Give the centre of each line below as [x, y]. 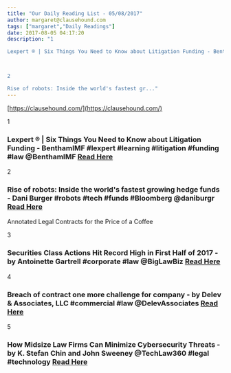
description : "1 [30, 39]
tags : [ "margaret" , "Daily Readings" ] [61, 26]
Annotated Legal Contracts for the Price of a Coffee [80, 222]
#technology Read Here [47, 361]
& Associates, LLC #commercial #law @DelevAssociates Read [113, 303]
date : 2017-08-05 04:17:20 [46, 33]
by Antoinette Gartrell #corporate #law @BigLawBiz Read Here [114, 261]
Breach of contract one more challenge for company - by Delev [114, 294]
